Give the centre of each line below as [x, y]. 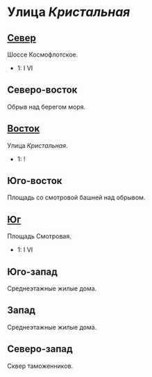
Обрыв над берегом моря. [47, 107]
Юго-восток [35, 181]
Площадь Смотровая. [39, 236]
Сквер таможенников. [40, 366]
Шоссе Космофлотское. [43, 54]
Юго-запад [32, 271]
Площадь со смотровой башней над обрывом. [76, 198]
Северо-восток [42, 90]
